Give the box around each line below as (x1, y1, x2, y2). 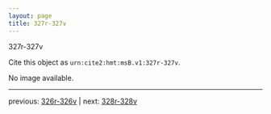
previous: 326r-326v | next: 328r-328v (8, 96, 138, 106)
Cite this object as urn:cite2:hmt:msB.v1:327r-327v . (8, 57, 181, 67)
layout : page (8, 11, 52, 20)
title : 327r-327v (8, 19, 67, 27)
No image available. (8, 73, 74, 82)
